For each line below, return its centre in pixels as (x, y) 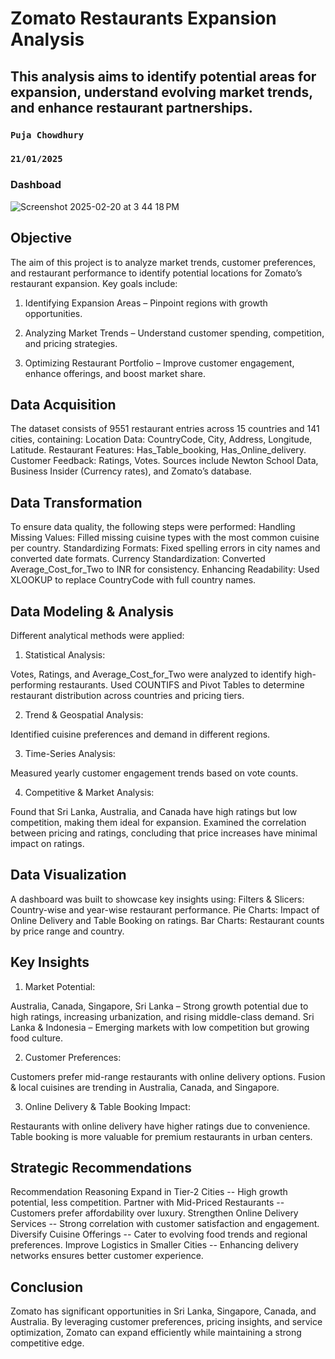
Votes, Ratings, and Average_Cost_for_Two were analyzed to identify (151, 674)
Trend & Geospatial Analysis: (84, 714)
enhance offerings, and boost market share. (115, 373)
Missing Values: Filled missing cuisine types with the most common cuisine (165, 538)
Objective (41, 238)
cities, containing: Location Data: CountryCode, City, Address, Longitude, (161, 439)
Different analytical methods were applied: (97, 635)
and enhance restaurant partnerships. (131, 107)
